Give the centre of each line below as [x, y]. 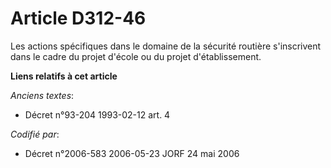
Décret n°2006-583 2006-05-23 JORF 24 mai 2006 [132, 153]
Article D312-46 [78, 18]
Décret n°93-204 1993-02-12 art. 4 [97, 114]
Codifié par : [35, 134]
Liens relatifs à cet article [64, 76]
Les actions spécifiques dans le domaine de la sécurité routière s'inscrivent [166, 46]
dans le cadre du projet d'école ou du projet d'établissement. [136, 56]
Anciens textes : [42, 95]
